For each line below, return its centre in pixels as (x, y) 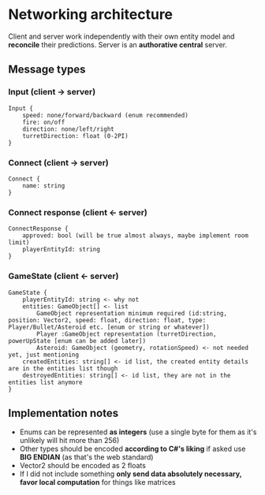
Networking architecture (91, 15)
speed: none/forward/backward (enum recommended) (106, 115)
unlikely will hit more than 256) (69, 441)
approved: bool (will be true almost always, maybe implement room (135, 236)
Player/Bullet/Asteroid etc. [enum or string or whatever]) (109, 327)
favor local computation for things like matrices (97, 482)
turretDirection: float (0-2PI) (75, 136)
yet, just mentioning (44, 355)
